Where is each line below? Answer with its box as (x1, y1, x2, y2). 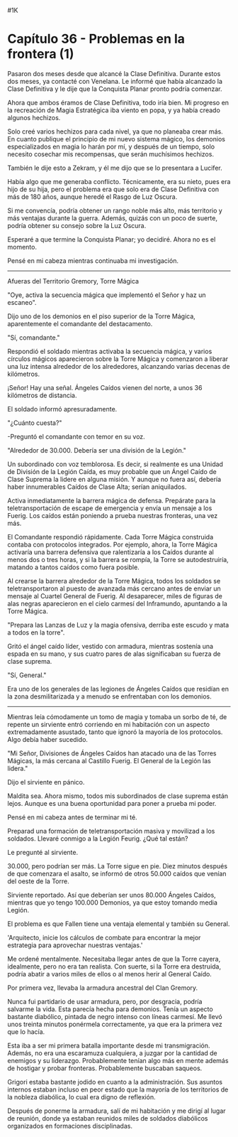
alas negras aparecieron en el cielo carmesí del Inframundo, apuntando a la (7, 599, 228, 608)
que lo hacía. (7, 1027, 45, 1036)
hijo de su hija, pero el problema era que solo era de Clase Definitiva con (7, 185, 220, 193)
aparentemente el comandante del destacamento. (7, 319, 153, 328)
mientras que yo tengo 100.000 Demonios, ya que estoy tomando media (7, 898, 218, 907)
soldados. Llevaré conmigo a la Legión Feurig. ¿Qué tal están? (7, 834, 188, 843)
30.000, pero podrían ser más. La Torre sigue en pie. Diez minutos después (7, 861, 228, 870)
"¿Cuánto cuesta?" (7, 419, 62, 427)
